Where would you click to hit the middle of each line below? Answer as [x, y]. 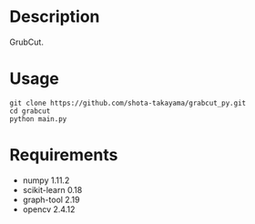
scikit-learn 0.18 [52, 189]
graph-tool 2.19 [51, 199]
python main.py [38, 119]
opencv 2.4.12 [49, 209]
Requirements [64, 155]
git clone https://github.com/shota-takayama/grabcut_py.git [128, 103]
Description [55, 17]
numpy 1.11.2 [46, 180]
